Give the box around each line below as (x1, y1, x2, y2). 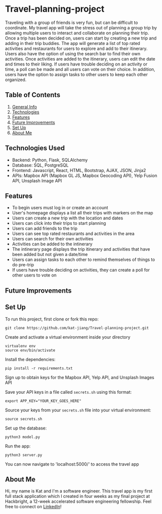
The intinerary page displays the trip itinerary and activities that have (12, 246, 150, 252)
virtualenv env (5, 343, 36, 348)
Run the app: (5, 443, 31, 449)
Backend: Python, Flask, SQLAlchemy (12, 157, 88, 163)
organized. (5, 77, 27, 83)
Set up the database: (5, 425, 47, 431)
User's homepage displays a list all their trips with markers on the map (12, 210, 153, 216)
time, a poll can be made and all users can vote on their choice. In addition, (5, 66, 156, 72)
